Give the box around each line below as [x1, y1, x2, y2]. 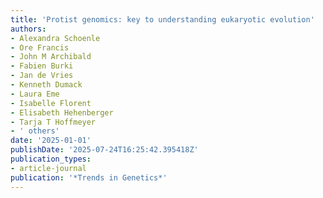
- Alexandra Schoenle [10, 33, 101, 43]
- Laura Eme [10, 89, 60, 99]
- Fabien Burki [10, 61, 74, 71]
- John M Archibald [10, 52, 92, 62]
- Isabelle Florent [10, 98, 92, 108]
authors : [10, 24, 47, 34]
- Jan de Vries [10, 71, 74, 81]
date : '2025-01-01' [10, 136, 92, 146]
